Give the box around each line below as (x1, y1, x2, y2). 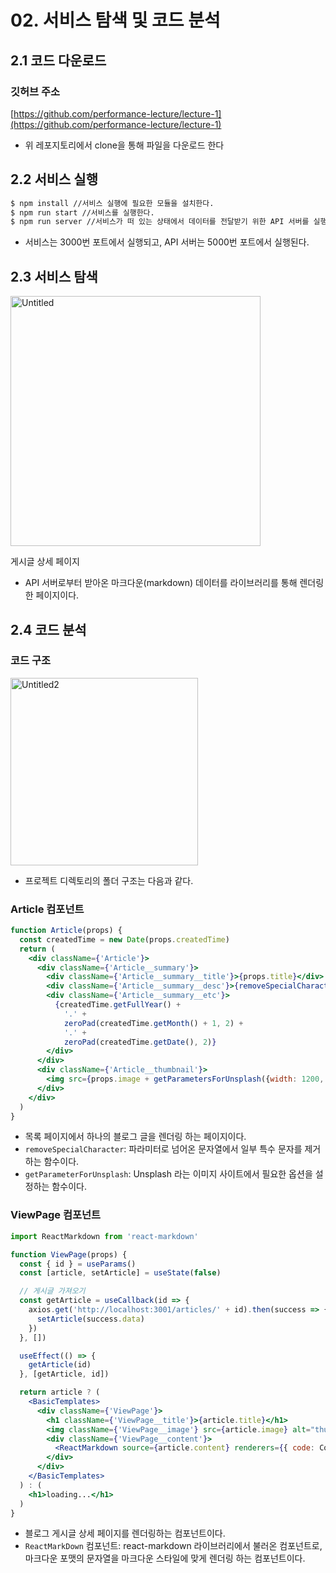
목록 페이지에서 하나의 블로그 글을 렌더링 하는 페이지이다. (24, 1131, 247, 1143)
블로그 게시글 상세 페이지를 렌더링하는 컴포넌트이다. (24, 1527, 226, 1540)
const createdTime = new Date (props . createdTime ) (19, 934, 230, 945)
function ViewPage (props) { (10, 1249, 128, 1260)
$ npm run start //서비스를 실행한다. (10, 207, 155, 218)
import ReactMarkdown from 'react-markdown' (10, 1231, 199, 1241)
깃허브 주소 (10, 84, 61, 98)
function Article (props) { (10, 926, 123, 936)
